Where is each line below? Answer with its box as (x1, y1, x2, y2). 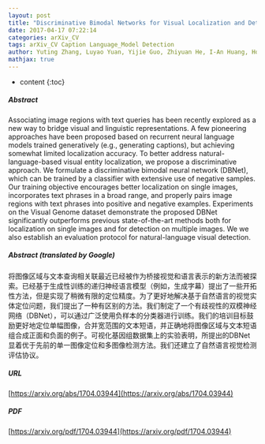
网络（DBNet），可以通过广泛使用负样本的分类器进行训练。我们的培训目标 (8, 311, 247, 320)
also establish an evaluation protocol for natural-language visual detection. (8, 232, 251, 241)
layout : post (8, 11, 51, 20)
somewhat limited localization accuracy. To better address (8, 148, 197, 158)
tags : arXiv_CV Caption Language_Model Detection (8, 41, 175, 49)
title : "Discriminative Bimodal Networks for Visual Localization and (8, 19, 245, 27)
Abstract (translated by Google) (8, 250, 116, 260)
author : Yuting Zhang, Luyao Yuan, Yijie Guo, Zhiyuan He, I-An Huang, (8, 48, 248, 56)
